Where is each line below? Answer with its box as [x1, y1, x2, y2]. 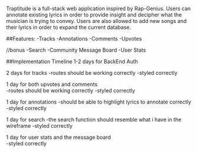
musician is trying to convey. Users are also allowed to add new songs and [6, 18, 187, 24]
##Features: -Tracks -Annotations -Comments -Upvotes [6, 35, 142, 42]
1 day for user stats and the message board [6, 134, 111, 141]
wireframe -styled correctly [6, 122, 73, 129]
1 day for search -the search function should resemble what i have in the [6, 116, 182, 123]
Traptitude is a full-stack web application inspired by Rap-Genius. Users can [6, 5, 191, 12]
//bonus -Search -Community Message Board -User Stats [6, 46, 146, 54]
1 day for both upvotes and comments [6, 81, 98, 88]
